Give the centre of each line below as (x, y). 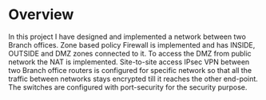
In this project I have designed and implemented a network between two (127, 37)
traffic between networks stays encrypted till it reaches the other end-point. (133, 79)
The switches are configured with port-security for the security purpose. (128, 87)
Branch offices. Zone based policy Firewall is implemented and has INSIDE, (132, 44)
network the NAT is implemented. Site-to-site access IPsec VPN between (129, 62)
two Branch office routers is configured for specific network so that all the (130, 70)
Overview (41, 15)
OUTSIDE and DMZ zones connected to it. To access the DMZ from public (130, 53)
